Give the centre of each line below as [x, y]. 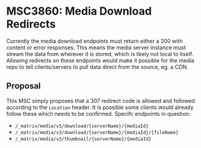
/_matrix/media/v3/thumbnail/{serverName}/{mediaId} [83, 139]
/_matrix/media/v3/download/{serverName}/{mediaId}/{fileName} [97, 132]
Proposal [24, 86]
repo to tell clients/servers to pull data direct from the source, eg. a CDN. [97, 67]
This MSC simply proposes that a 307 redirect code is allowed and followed [101, 100]
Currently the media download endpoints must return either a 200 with [95, 41]
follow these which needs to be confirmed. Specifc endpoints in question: [98, 113]
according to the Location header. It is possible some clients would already [100, 107]
